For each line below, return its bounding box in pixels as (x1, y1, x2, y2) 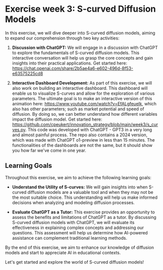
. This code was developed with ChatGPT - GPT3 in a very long (25, 126, 152, 132)
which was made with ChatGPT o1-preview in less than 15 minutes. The (12, 137, 155, 143)
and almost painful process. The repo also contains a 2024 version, (12, 132, 147, 138)
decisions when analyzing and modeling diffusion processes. (12, 199, 135, 206)
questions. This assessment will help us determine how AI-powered (12, 229, 148, 235)
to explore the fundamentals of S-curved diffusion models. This (12, 50, 140, 56)
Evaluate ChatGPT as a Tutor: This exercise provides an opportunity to (12, 209, 155, 215)
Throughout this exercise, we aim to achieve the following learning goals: (5, 174, 152, 180)
